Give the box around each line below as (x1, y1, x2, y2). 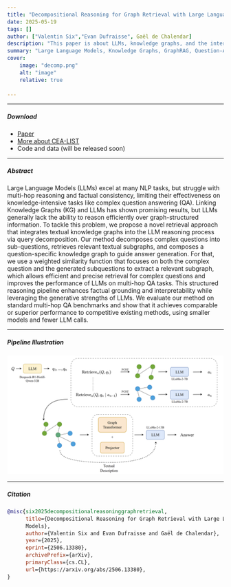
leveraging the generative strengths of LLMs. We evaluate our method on (7, 293, 214, 302)
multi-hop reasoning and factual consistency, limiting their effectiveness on (7, 192, 221, 200)
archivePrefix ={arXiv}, (25, 552, 94, 559)
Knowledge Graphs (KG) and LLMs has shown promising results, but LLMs (7, 206, 218, 214)
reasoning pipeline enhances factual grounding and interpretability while (7, 287, 212, 295)
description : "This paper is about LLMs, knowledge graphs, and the (7, 40, 208, 48)
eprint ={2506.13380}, (25, 544, 88, 551)
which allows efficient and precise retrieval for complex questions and (7, 272, 206, 280)
